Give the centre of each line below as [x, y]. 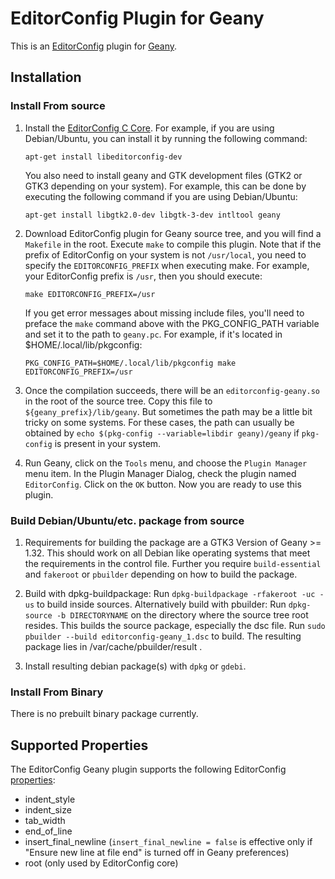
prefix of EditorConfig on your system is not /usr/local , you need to [165, 254]
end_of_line [48, 831]
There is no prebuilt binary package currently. [104, 714]
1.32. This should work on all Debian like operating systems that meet [167, 553]
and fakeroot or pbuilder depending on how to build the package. [161, 574]
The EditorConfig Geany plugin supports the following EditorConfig [148, 769]
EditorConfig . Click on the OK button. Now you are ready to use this [163, 484]
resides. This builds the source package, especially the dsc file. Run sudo [175, 625]
